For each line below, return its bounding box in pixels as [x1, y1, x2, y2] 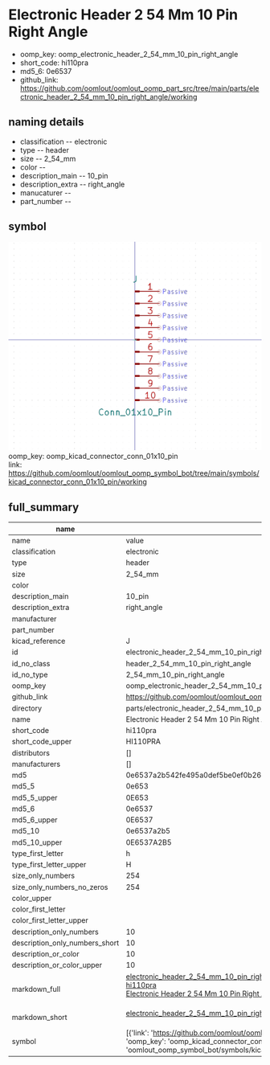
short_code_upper [11, 737, 72, 747]
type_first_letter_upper [11, 860, 87, 870]
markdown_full [11, 985, 61, 994]
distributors [11, 748, 51, 757]
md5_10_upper [11, 838, 63, 847]
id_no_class [11, 658, 51, 668]
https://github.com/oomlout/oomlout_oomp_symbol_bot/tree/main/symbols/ [8, 469, 260, 478]
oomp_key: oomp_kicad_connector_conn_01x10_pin [8, 452, 178, 461]
